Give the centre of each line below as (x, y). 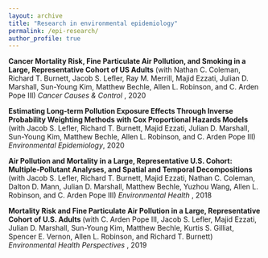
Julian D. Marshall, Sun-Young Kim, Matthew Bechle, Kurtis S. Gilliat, (122, 228)
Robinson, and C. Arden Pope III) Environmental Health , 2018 (110, 195)
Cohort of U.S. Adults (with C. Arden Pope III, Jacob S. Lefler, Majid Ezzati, (133, 219)
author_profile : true (45, 38)
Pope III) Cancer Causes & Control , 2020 (77, 96)
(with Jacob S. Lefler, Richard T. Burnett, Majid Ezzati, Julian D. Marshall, (129, 128)
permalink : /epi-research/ (54, 31)
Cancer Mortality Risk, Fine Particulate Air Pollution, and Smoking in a (128, 61)
